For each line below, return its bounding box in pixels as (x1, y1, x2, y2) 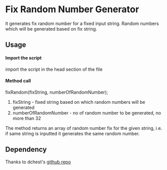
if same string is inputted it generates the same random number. (5, 130, 140, 136)
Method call (5, 78, 32, 84)
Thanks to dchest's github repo (5, 159, 71, 165)
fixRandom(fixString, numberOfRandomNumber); (5, 89, 108, 95)
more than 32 (12, 115, 41, 121)
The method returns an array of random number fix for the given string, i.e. (5, 125, 162, 131)
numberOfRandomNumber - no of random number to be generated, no (12, 109, 161, 116)
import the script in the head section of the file (5, 66, 103, 72)
